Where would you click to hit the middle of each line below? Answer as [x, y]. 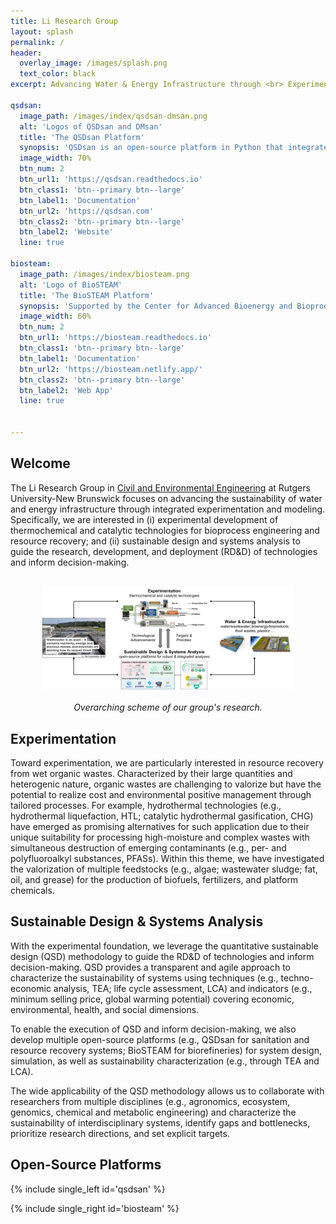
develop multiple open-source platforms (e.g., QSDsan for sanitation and [160, 1039]
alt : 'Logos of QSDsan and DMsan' [91, 126]
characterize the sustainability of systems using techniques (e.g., [144, 977]
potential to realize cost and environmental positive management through [161, 795]
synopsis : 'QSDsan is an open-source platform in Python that [151, 148]
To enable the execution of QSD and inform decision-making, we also [153, 1029]
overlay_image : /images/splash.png [93, 63]
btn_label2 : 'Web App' [66, 390]
